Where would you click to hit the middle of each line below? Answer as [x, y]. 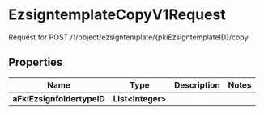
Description [197, 84]
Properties [36, 62]
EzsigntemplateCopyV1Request [117, 15]
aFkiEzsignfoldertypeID [59, 98]
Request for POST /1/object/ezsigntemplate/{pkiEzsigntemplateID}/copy [128, 37]
